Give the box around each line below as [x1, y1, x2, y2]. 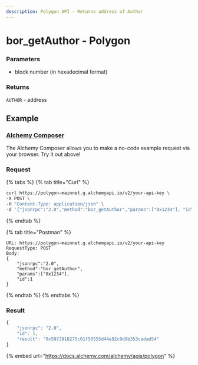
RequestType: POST [6, 245, 51, 251]
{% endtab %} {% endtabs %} [6, 291, 80, 298]
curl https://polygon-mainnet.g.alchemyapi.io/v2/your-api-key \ [6, 190, 170, 196]
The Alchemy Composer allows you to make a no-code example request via [6, 145, 190, 152]
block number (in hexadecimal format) [14, 68, 108, 75]
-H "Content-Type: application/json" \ [6, 201, 104, 207]
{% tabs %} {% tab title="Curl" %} [6, 179, 90, 186]
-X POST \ [6, 195, 31, 202]
